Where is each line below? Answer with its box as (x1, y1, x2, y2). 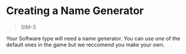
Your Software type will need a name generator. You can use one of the (6, 35, 181, 42)
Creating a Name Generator (6, 4, 144, 18)
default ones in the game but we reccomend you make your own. (6, 41, 165, 48)
